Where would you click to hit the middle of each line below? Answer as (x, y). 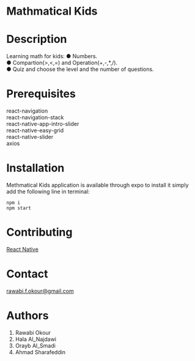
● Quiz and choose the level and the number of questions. (80, 69)
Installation (35, 168)
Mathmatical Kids (52, 11)
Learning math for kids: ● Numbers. (52, 56)
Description (37, 39)
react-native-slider (30, 137)
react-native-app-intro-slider (43, 124)
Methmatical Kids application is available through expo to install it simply (97, 185)
